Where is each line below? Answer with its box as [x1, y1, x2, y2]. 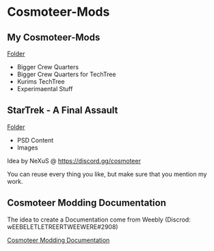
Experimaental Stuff [16, 85, 73, 93]
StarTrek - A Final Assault [7, 104, 118, 117]
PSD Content [16, 136, 54, 144]
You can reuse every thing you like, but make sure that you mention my [7, 169, 207, 178]
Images [16, 143, 38, 152]
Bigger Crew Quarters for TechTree [16, 70, 116, 78]
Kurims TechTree [16, 77, 65, 86]
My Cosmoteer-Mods [7, 32, 101, 43]
